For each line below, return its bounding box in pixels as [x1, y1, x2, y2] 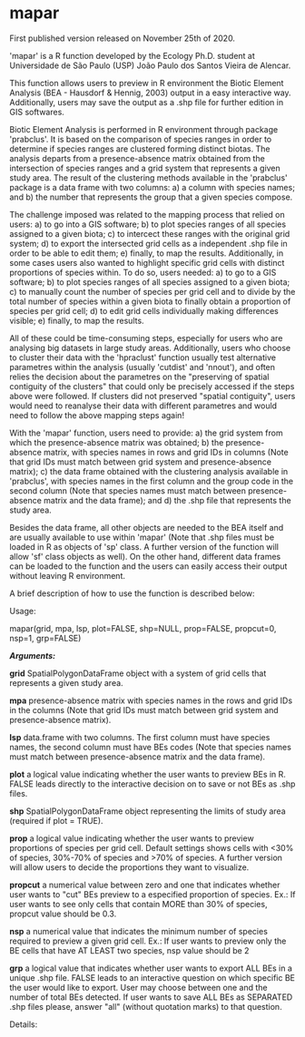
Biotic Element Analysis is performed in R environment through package [9, 123, 279, 134]
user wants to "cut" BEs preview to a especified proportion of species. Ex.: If [9, 888, 296, 900]
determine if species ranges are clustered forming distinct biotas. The [9, 143, 271, 154]
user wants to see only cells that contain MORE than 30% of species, [9, 898, 268, 909]
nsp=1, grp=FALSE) [9, 632, 82, 643]
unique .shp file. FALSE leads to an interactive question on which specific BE [9, 972, 295, 983]
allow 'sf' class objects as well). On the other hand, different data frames [9, 551, 281, 562]
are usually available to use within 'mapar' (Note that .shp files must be [9, 532, 275, 543]
